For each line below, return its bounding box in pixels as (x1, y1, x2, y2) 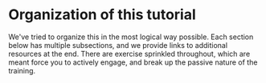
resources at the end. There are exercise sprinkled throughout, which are (8, 49, 251, 58)
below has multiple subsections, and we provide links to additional (8, 40, 227, 49)
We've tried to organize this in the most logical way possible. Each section (8, 32, 254, 41)
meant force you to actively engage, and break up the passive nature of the (8, 57, 258, 67)
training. (8, 65, 36, 75)
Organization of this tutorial (8, 6, 197, 24)
